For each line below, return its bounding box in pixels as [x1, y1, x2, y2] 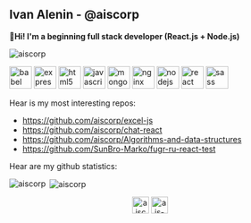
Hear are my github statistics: [9, 160, 118, 171]
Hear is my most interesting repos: [9, 98, 137, 108]
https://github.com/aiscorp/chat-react [21, 124, 163, 135]
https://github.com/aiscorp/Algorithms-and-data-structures [21, 133, 242, 144]
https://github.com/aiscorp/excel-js [21, 115, 154, 125]
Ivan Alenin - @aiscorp [9, 7, 140, 22]
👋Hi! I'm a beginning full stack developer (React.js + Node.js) [9, 30, 240, 41]
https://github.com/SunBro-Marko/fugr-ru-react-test [21, 143, 216, 154]
